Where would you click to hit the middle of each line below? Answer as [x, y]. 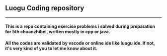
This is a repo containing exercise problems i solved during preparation [80, 26]
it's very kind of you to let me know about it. [51, 48]
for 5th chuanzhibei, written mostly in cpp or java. [58, 32]
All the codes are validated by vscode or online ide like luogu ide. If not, [80, 43]
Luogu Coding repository [45, 8]
